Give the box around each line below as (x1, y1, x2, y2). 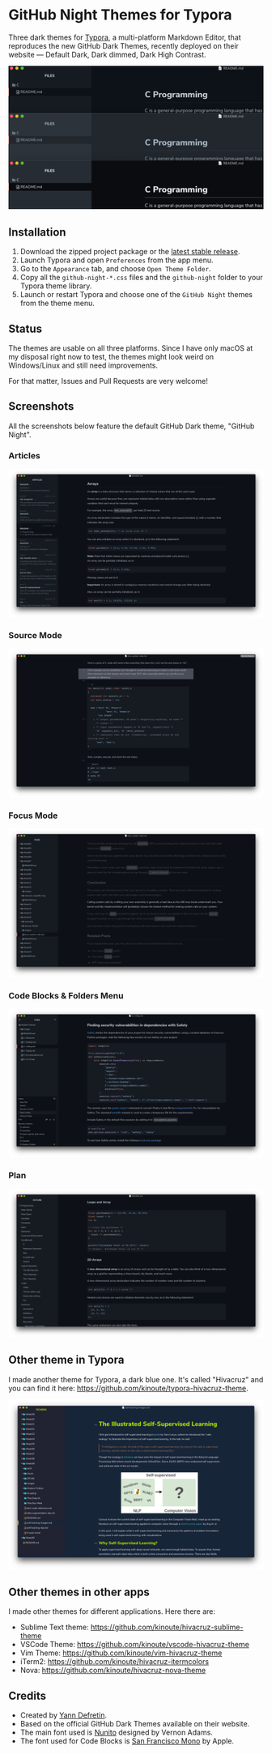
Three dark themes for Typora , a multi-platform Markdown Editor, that (8, 32, 241, 42)
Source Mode (8, 630, 62, 641)
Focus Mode (8, 810, 58, 821)
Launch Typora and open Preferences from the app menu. (19, 255, 214, 265)
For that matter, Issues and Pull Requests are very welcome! (8, 377, 208, 386)
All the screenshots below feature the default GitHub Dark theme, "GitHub (8, 421, 255, 431)
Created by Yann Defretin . (19, 1710, 108, 1720)
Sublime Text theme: (19, 1622, 89, 1633)
